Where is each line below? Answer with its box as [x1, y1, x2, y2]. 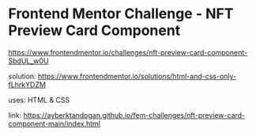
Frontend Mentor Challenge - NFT [8, 5, 234, 23]
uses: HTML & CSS [8, 95, 70, 104]
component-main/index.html [8, 119, 101, 128]
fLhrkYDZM [8, 80, 46, 89]
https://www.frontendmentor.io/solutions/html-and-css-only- [38, 71, 237, 81]
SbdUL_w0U [8, 56, 49, 66]
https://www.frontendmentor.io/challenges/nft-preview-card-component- [8, 47, 247, 57]
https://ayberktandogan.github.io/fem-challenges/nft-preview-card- [23, 110, 246, 119]
